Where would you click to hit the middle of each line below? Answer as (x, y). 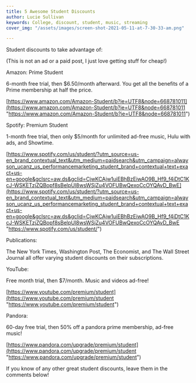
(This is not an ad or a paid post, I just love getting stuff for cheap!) (87, 61)
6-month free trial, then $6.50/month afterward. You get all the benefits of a (97, 84)
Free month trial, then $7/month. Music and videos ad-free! (78, 281)
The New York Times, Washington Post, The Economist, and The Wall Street (98, 252)
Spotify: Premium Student (37, 125)
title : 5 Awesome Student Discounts (51, 11)
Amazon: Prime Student (35, 72)
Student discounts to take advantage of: (54, 50)
